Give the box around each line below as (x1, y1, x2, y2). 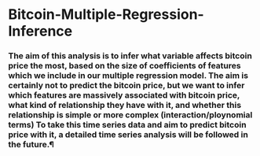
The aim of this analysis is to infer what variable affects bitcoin (8, 50, 253, 61)
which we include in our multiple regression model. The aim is (8, 70, 249, 81)
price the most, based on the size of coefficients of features (8, 61, 241, 72)
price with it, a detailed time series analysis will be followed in (8, 129, 249, 140)
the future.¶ (8, 139, 55, 150)
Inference (8, 22, 73, 40)
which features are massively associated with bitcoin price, (8, 90, 240, 101)
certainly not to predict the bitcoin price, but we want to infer (8, 80, 245, 91)
